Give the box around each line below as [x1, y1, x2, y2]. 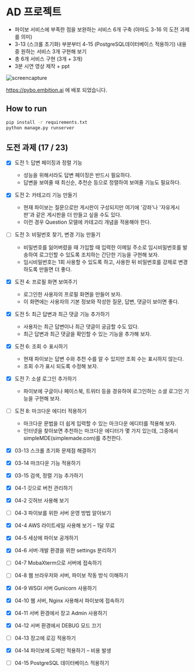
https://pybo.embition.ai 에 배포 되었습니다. [6, 86, 107, 93]
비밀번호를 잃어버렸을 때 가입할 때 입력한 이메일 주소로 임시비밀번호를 [23, 244, 182, 251]
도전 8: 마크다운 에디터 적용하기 [14, 407, 87, 414]
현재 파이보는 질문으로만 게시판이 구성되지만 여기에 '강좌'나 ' [23, 204, 161, 211]
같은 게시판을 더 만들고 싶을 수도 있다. [36, 211, 122, 218]
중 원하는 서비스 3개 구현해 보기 [14, 48, 87, 55]
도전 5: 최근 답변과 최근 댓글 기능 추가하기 [14, 310, 110, 318]
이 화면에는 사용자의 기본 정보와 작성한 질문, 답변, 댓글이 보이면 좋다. [23, 298, 180, 305]
